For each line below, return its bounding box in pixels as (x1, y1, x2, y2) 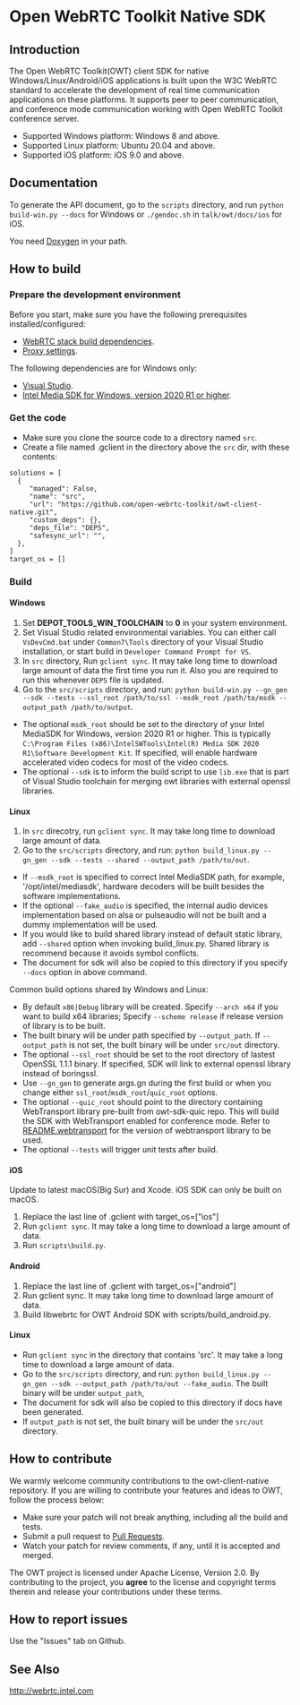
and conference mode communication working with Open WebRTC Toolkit (9, 104, 284, 114)
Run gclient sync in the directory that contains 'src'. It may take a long (21, 1349, 284, 1360)
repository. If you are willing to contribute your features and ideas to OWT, (9, 1485, 284, 1495)
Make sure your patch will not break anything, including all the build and (21, 1512, 288, 1522)
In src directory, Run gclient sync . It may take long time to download (21, 655, 278, 666)
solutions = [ (9, 468, 63, 477)
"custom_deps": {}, (29, 515, 102, 525)
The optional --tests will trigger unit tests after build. (21, 1144, 219, 1155)
